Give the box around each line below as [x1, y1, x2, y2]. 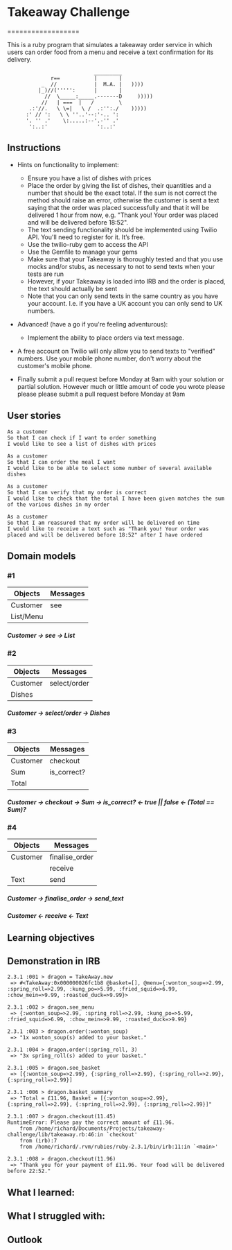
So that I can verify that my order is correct [7, 489, 148, 496]
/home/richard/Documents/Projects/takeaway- [35, 1125, 166, 1132]
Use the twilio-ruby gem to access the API [27, 240, 149, 248]
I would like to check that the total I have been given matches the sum [7, 495, 225, 502]
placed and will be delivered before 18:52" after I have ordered [7, 531, 203, 538]
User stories [7, 410, 61, 422]
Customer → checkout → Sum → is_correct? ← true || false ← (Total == [7, 798, 215, 806]
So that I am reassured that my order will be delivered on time [7, 519, 199, 526]
